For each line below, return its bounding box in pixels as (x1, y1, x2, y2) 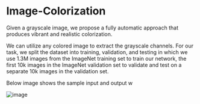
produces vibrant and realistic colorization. (6, 30, 113, 37)
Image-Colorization (6, 4, 106, 18)
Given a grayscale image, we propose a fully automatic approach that (6, 24, 179, 31)
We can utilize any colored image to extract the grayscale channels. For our (6, 42, 194, 49)
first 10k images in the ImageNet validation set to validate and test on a (6, 61, 182, 69)
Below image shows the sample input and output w (6, 79, 133, 87)
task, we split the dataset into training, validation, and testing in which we (6, 48, 188, 55)
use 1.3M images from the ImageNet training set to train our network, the (6, 55, 187, 62)
